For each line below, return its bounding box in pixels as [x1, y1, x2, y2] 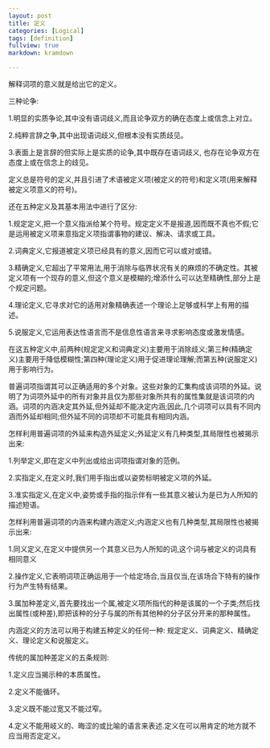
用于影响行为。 [8, 365, 58, 374]
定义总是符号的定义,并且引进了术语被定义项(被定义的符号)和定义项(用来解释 [8, 174, 258, 184]
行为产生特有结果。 [8, 582, 72, 591]
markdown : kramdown [8, 49, 74, 57]
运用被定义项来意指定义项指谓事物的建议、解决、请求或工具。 [14, 229, 219, 238]
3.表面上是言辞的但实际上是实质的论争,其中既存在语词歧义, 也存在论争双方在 [8, 148, 260, 157]
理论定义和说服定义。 [22, 636, 93, 645]
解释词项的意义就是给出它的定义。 [8, 80, 121, 88]
